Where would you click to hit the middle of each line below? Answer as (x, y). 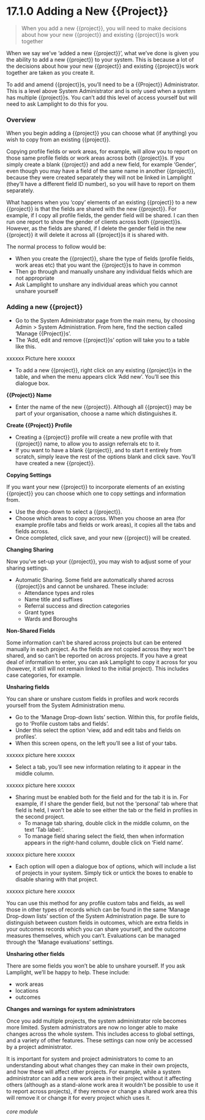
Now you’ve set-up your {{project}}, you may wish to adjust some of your (99, 561)
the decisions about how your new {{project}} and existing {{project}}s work (102, 66)
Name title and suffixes (53, 599)
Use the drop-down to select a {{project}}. (69, 512)
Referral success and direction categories (77, 606)
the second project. (40, 816)
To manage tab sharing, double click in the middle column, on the (107, 823)
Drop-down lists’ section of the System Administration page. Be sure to (96, 916)
